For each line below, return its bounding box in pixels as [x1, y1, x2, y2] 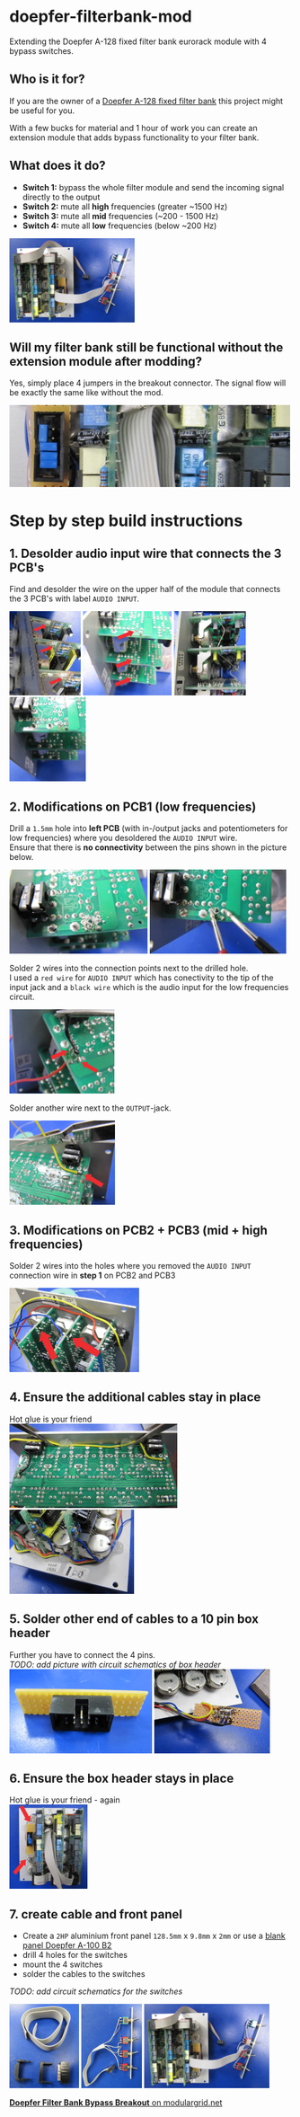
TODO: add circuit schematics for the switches [9, 1986, 183, 1997]
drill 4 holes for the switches [22, 1950, 128, 1961]
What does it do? [9, 158, 106, 173]
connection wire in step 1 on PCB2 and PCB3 [9, 1270, 176, 1280]
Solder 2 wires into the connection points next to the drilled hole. [9, 963, 249, 974]
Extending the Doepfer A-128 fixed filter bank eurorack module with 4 [9, 36, 268, 47]
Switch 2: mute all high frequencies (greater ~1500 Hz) [22, 200, 228, 212]
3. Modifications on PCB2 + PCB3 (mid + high [9, 1222, 268, 1237]
